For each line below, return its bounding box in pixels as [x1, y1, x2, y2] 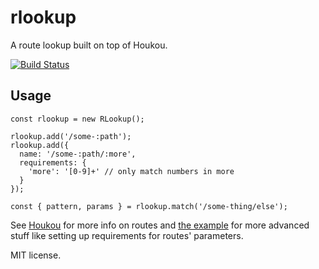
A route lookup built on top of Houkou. [10, 39, 168, 51]
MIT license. [10, 249, 62, 261]
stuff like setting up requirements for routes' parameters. [10, 229, 244, 241]
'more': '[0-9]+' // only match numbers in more [28, 166, 235, 176]
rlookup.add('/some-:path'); [10, 131, 132, 141]
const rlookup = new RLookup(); [10, 114, 145, 124]
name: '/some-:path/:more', [19, 149, 137, 159]
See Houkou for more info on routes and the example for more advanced [10, 219, 310, 231]
